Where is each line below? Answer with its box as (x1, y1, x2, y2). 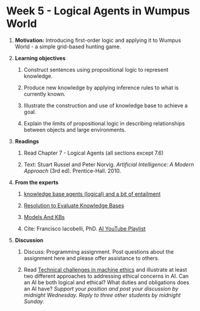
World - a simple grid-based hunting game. (14, 43, 121, 50)
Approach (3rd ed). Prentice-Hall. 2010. (23, 167, 121, 174)
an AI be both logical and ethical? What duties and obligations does (23, 279, 190, 286)
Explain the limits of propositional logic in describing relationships (23, 119, 185, 127)
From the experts (14, 178, 59, 186)
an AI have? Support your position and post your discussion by (23, 285, 179, 292)
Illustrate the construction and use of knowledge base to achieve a (23, 101, 188, 109)
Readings (14, 137, 39, 144)
